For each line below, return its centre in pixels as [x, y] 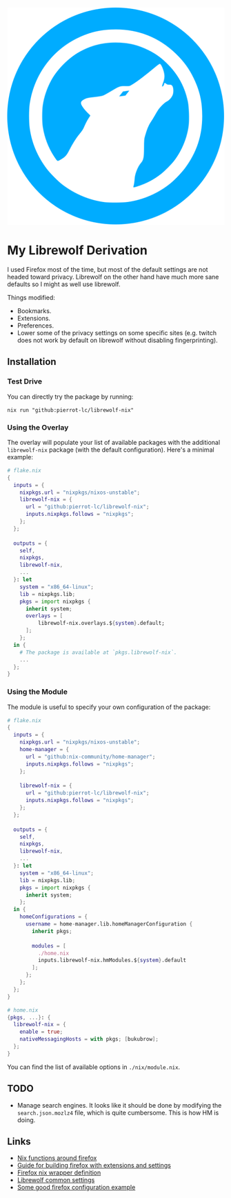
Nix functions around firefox [57, 1158]
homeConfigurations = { [54, 917]
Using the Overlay [38, 427]
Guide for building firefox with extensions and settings [94, 1166]
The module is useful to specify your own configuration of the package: [109, 707]
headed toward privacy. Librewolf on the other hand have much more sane [113, 277]
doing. [26, 1120]
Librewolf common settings [56, 1180]
